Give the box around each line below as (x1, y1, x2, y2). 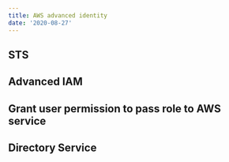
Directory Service (8, 141, 97, 155)
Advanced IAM (8, 75, 83, 89)
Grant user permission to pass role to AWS (8, 102, 221, 115)
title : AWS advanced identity (8, 11, 108, 20)
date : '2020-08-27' (8, 19, 73, 27)
